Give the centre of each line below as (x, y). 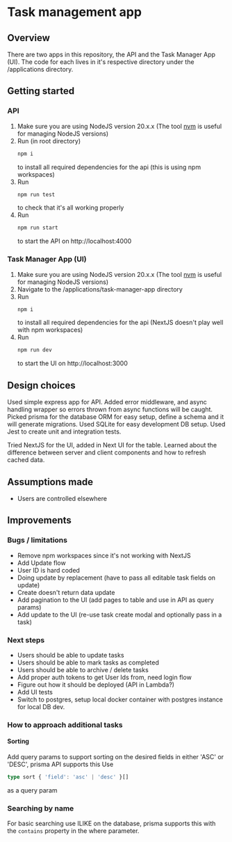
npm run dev (34, 350)
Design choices (42, 385)
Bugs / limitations (38, 540)
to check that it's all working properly (71, 208)
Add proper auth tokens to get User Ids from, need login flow (105, 677)
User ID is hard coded (48, 570)
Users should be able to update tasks (71, 655)
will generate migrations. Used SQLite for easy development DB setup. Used (116, 424)
